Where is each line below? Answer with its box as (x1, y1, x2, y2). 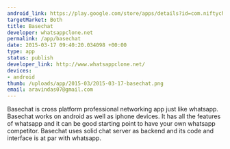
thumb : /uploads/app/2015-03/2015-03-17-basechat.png (7, 80, 164, 87)
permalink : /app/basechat (7, 36, 81, 42)
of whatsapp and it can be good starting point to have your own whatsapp (7, 120, 216, 128)
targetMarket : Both (7, 16, 63, 23)
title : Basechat (7, 23, 53, 29)
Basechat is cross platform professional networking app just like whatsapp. (7, 105, 219, 113)
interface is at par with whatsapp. (7, 134, 101, 142)
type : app (7, 49, 36, 55)
